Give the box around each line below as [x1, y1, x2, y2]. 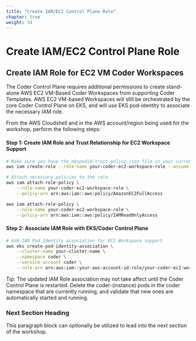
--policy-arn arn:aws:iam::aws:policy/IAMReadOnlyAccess [16, 212, 158, 218]
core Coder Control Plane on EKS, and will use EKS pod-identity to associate [6, 102, 190, 109]
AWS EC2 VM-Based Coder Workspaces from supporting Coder [20, 89, 175, 97]
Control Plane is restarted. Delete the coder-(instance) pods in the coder [6, 281, 180, 288]
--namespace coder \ [16, 254, 66, 260]
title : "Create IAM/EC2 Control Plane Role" [6, 8, 116, 15]
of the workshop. [6, 328, 47, 335]
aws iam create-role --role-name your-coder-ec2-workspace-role [6, 164, 166, 170]
